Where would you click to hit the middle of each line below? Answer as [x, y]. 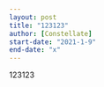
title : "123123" [39, 25]
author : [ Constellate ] [51, 33]
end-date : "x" [35, 50]
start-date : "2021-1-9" [53, 42]
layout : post [33, 17]
